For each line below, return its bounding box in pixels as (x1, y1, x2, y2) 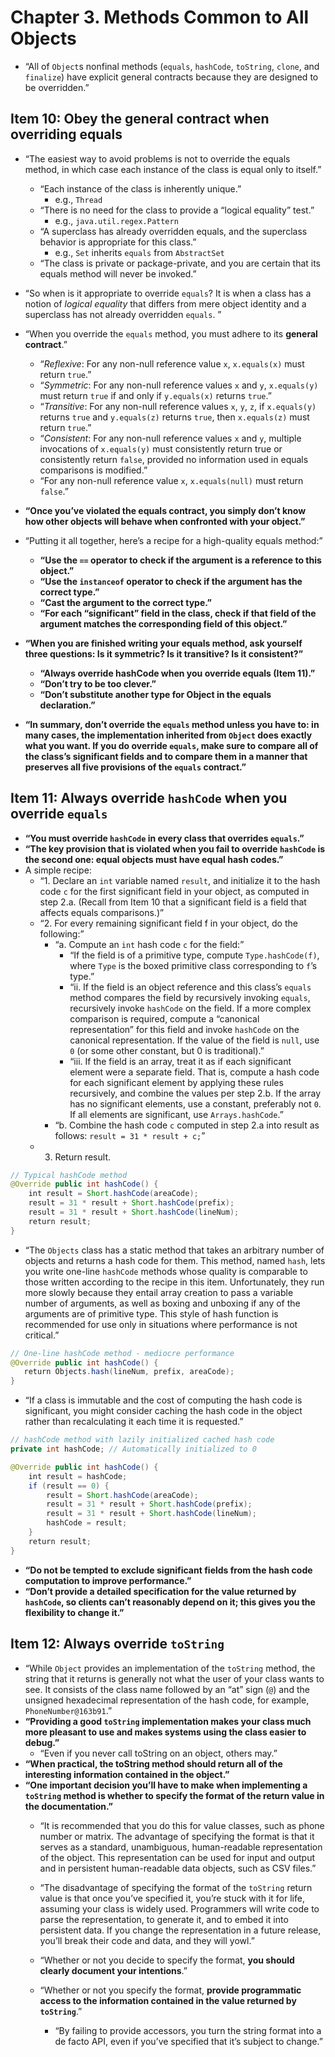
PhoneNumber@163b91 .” (24, 1704, 113, 1716)
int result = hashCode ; (28, 1471, 128, 1481)
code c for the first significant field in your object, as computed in (39, 885, 310, 897)
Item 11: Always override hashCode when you (10, 790, 288, 807)
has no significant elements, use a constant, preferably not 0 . (69, 1097, 322, 1110)
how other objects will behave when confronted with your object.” (24, 515, 306, 527)
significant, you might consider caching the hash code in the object (24, 1405, 303, 1417)
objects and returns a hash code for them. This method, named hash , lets (24, 1254, 326, 1266)
